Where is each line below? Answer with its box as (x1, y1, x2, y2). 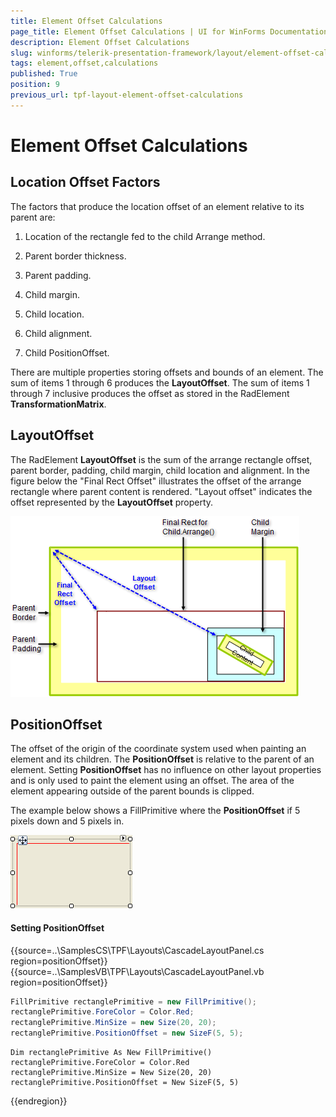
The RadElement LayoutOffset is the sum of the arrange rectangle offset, (10, 453, 313, 465)
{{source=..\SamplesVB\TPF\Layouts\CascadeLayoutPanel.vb (10, 965, 265, 977)
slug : (10, 48, 33, 58)
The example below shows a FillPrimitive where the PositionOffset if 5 (10, 805, 301, 817)
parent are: (10, 211, 56, 223)
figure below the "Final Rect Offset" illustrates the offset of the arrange (10, 475, 302, 487)
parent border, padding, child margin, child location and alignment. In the (10, 464, 310, 476)
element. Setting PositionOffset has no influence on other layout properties (10, 764, 322, 776)
